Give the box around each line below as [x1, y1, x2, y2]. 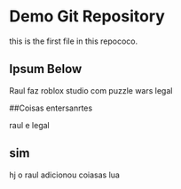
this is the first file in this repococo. [9, 36, 138, 46]
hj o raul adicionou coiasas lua [9, 169, 120, 180]
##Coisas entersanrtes [9, 103, 93, 113]
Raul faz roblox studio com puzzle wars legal [9, 85, 173, 95]
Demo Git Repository [9, 6, 166, 27]
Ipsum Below [9, 62, 83, 77]
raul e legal [9, 119, 51, 130]
